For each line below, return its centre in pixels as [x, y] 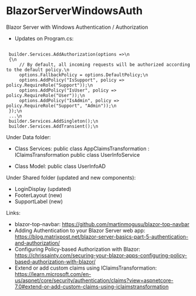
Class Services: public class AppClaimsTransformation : [82, 149]
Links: [13, 213]
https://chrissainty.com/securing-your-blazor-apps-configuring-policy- [101, 255]
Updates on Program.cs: [44, 38]
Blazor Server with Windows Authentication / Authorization [77, 27]
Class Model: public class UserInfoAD [60, 166]
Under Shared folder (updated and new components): [71, 177]
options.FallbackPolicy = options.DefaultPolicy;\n [84, 75]
